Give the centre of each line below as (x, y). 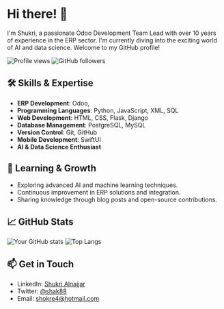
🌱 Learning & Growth (52, 168)
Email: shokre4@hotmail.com (58, 299)
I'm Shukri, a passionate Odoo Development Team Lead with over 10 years (112, 33)
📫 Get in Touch (41, 264)
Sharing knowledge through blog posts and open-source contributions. (117, 199)
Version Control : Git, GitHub (57, 132)
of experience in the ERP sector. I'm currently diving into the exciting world (112, 40)
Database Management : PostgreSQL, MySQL (81, 125)
